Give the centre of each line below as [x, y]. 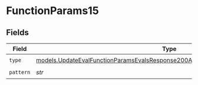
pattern [20, 72]
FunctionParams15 [52, 11]
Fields [18, 33]
